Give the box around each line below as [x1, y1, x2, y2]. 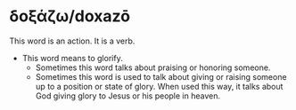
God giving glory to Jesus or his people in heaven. [35, 90, 221, 101]
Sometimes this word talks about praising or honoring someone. [35, 62, 271, 73]
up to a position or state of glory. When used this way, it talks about [35, 81, 284, 91]
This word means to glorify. [21, 52, 123, 63]
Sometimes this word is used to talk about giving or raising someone [35, 71, 287, 82]
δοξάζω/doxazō [9, 6, 131, 27]
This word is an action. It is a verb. [9, 35, 136, 46]
